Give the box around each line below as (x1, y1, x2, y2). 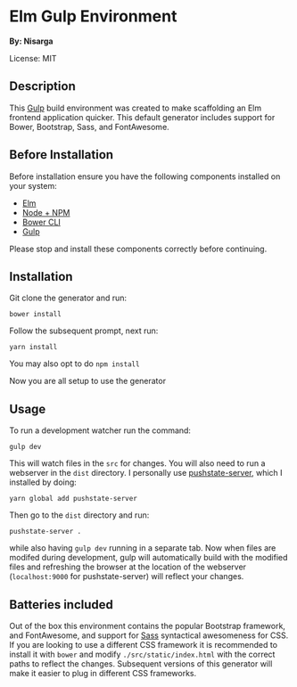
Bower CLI (21, 217, 61, 227)
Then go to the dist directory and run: (9, 510, 150, 520)
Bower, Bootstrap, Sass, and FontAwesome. (9, 121, 169, 132)
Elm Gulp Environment (9, 6, 177, 27)
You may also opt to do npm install (9, 358, 140, 369)
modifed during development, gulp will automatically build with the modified (9, 552, 288, 563)
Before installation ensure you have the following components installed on (9, 171, 281, 182)
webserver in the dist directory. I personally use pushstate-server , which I (9, 468, 283, 478)
